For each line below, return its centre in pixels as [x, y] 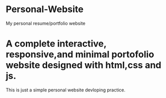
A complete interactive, [56, 44]
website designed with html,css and [84, 65]
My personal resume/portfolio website [46, 23]
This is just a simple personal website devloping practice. [66, 90]
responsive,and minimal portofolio [80, 55]
